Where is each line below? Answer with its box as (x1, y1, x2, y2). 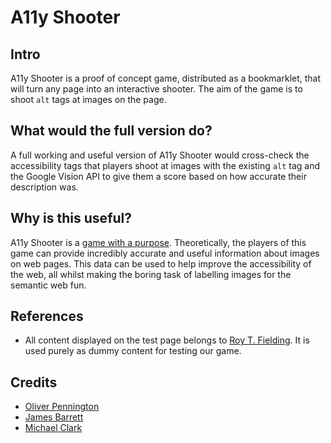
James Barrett (24, 411, 84, 423)
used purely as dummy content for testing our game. (24, 345, 242, 357)
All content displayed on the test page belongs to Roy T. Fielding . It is (24, 334, 310, 346)
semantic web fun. (10, 279, 87, 291)
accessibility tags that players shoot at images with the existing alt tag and (10, 159, 320, 171)
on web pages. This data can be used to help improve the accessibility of (10, 257, 312, 270)
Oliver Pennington (24, 401, 100, 413)
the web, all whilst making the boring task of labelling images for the (10, 268, 292, 280)
